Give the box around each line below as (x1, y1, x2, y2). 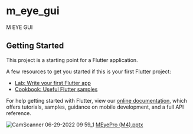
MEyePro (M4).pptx (95, 121, 143, 128)
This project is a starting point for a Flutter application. (6, 56, 138, 63)
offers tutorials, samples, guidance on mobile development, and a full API (6, 103, 184, 110)
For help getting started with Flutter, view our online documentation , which (6, 97, 188, 104)
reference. (6, 109, 31, 116)
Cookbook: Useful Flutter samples (14, 86, 98, 93)
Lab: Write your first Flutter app (14, 79, 91, 86)
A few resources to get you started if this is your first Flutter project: (6, 68, 171, 75)
